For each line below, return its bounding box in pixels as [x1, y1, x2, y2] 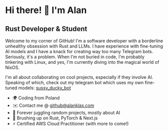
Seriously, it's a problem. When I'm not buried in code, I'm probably [5, 54, 144, 60]
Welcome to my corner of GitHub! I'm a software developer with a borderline [5, 38, 163, 44]
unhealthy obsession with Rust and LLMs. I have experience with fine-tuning [5, 43, 163, 49]
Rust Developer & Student [5, 25, 88, 33]
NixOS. [5, 65, 20, 70]
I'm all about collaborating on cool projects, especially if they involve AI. [5, 74, 153, 80]
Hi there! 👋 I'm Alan [5, 5, 87, 16]
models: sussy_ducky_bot [18, 85, 71, 91]
